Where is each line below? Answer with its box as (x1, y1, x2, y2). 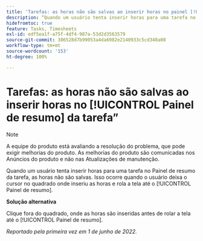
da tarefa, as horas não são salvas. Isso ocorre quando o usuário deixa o (6, 173, 187, 181)
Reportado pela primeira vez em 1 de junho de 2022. (6, 228, 137, 235)
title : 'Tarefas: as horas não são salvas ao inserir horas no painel (6, 8, 188, 15)
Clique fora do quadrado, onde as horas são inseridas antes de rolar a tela (6, 210, 191, 217)
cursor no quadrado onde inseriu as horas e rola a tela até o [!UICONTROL (6, 179, 192, 187)
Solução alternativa (6, 198, 57, 205)
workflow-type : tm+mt (6, 43, 61, 49)
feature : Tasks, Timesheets (6, 25, 77, 32)
